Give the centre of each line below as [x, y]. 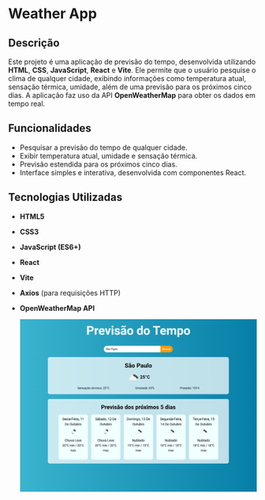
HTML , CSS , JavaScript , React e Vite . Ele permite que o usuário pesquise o [132, 70]
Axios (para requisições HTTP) [70, 293]
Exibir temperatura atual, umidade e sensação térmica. [108, 155]
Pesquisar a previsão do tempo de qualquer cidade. [103, 147]
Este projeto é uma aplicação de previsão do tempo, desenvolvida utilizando [132, 62]
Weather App [52, 14]
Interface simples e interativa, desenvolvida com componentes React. [133, 172]
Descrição [34, 43]
